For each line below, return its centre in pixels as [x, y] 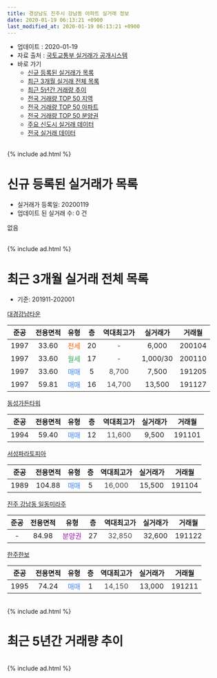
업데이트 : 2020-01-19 [47, 47]
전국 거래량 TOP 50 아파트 [63, 107]
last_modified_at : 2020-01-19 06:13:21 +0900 [73, 26]
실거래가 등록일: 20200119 [53, 205]
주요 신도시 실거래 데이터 [61, 124]
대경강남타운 [24, 314]
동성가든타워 [24, 403]
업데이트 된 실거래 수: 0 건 [52, 213]
